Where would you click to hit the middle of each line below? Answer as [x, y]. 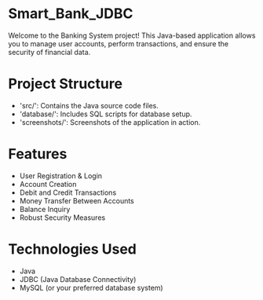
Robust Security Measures [62, 218]
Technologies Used [73, 249]
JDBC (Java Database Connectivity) [78, 279]
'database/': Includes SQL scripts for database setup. [106, 114]
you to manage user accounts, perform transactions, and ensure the [119, 43]
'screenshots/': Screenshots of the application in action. [110, 122]
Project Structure [66, 84]
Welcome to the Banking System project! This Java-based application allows [132, 35]
